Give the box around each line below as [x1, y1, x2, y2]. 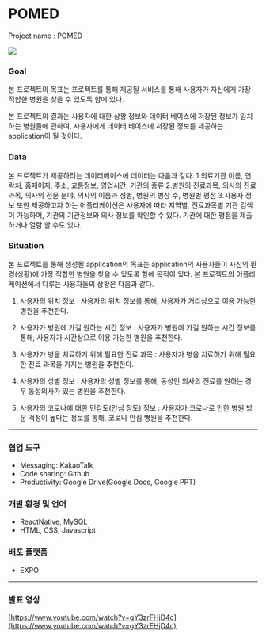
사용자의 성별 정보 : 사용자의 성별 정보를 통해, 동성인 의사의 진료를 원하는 [19, 376, 244, 385]
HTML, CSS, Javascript [19, 525, 97, 535]
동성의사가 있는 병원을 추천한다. [28, 386, 126, 395]
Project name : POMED [8, 31, 83, 40]
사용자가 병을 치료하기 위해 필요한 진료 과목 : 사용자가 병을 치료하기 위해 [19, 350, 241, 359]
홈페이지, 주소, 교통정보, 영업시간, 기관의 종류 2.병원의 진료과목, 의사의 [25, 180, 242, 190]
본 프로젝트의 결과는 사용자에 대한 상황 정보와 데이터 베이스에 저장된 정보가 [8, 112, 239, 121]
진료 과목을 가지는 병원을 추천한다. [28, 359, 135, 369]
